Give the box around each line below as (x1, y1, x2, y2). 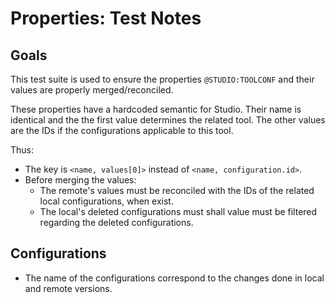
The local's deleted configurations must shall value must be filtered (39, 206, 318, 217)
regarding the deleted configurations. (39, 217, 194, 228)
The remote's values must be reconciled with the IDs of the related (39, 185, 315, 196)
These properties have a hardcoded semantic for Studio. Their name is (10, 103, 302, 115)
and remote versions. (24, 282, 113, 294)
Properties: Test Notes (10, 7, 202, 30)
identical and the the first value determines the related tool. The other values (10, 114, 326, 126)
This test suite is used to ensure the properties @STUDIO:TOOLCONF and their (10, 73, 315, 85)
